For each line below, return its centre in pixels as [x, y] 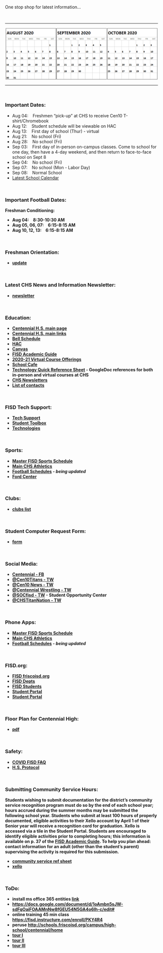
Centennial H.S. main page [39, 328]
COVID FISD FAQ [29, 762]
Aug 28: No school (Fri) [37, 141]
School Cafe [25, 364]
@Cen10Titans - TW [33, 580]
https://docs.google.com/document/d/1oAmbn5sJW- [67, 904]
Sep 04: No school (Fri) [37, 162]
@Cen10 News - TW [33, 585]
